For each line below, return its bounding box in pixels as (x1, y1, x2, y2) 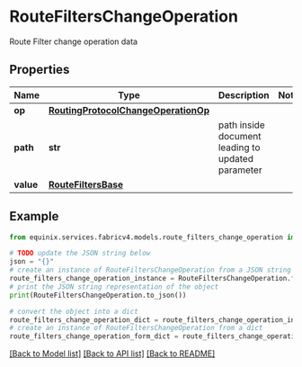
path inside (218, 119, 265, 131)
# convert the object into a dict (9, 307, 139, 316)
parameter (218, 164, 262, 176)
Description (218, 88, 270, 101)
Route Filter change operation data (9, 36, 138, 47)
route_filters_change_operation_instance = (9, 274, 175, 283)
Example (9, 209, 59, 224)
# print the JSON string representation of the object (9, 282, 219, 291)
